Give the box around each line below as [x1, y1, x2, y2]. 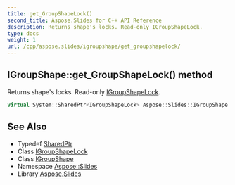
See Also [7, 121, 47, 133]
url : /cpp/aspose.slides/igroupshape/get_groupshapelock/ [7, 43, 181, 50]
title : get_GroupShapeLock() [7, 10, 93, 18]
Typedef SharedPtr [17, 139, 73, 148]
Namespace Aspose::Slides [17, 162, 98, 170]
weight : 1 [7, 37, 37, 44]
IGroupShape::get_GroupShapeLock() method [7, 69, 213, 81]
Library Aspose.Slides [17, 170, 82, 178]
